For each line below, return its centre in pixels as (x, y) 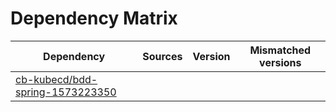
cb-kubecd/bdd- (56, 79)
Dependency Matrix (94, 18)
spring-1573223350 (66, 92)
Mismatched (280, 50)
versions (280, 62)
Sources (162, 56)
